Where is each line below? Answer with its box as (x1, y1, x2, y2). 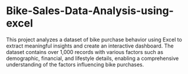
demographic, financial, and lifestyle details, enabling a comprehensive (6, 55, 179, 62)
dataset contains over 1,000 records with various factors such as (6, 48, 164, 55)
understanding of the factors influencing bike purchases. (6, 60, 144, 68)
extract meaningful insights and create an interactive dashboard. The (6, 42, 174, 49)
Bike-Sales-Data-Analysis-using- (6, 4, 174, 18)
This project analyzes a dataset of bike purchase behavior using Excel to (6, 36, 183, 43)
